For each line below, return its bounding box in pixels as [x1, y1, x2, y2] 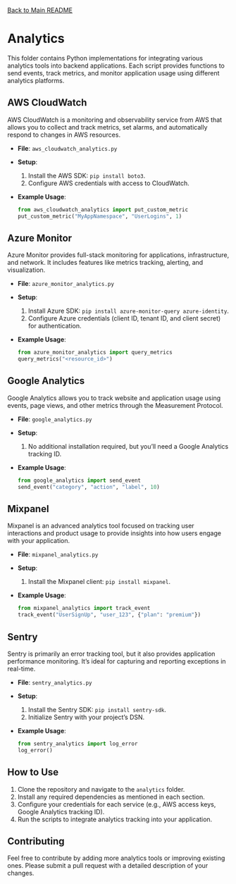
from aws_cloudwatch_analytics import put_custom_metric [17, 206, 189, 213]
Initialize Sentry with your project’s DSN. [27, 713, 145, 721]
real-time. [7, 665, 36, 673]
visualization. [7, 266, 46, 274]
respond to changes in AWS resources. [7, 130, 121, 139]
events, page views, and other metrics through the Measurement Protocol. [7, 401, 223, 409]
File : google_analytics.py [17, 415, 92, 423]
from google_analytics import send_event [17, 477, 141, 484]
